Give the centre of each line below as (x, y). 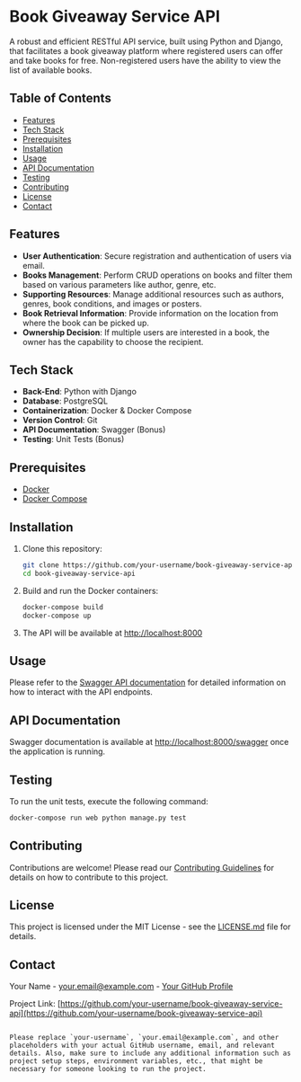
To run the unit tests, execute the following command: (109, 801)
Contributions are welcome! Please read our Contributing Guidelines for (142, 867)
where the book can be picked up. (86, 323)
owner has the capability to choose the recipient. (113, 341)
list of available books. (51, 70)
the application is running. (58, 751)
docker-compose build (62, 607)
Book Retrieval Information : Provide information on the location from (150, 313)
